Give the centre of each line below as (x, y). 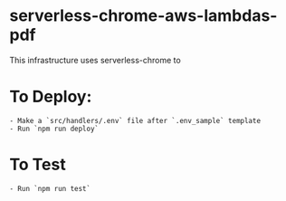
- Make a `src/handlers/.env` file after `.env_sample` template (135, 120)
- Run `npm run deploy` (54, 129)
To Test (38, 165)
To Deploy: (51, 97)
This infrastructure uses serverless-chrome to (95, 60)
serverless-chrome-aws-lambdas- (143, 16)
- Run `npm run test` (50, 188)
